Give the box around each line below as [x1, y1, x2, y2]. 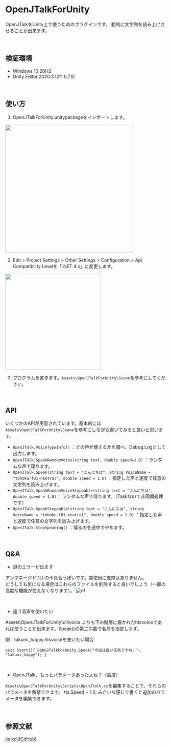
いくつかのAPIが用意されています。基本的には [5, 420, 102, 427]
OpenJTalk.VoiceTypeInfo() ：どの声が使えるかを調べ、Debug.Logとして [12, 444, 166, 450]
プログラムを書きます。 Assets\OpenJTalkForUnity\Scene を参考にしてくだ [12, 374, 166, 380]
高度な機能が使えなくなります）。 [5, 588, 75, 594]
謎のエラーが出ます [12, 564, 54, 570]
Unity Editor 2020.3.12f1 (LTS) [12, 73, 76, 79]
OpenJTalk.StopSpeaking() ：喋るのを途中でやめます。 [12, 524, 127, 531]
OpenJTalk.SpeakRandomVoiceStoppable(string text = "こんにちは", [12, 488, 153, 493]
